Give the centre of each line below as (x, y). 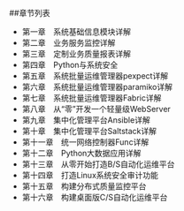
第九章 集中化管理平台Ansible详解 (86, 120)
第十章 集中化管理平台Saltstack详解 (89, 131)
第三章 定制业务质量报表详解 (76, 54)
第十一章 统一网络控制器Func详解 (85, 142)
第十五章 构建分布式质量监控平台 (84, 186)
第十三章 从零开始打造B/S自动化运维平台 (98, 164)
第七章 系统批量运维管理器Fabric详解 (92, 98)
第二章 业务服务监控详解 (69, 43)
